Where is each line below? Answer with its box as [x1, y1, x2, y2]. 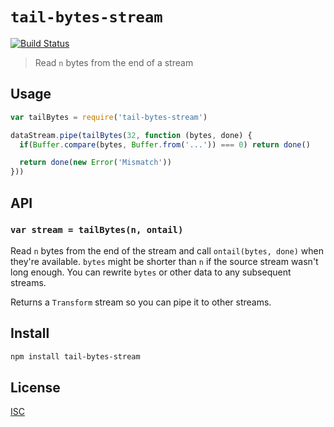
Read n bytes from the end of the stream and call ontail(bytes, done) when [10, 244, 324, 257]
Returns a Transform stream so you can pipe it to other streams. [10, 296, 272, 308]
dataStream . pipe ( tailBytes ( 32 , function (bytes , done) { [10, 130, 253, 140]
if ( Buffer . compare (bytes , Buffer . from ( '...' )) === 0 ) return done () [19, 139, 311, 150]
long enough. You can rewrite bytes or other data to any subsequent [10, 266, 292, 278]
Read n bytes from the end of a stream [34, 56, 194, 68]
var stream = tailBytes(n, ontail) [10, 224, 184, 236]
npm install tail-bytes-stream [10, 351, 141, 362]
